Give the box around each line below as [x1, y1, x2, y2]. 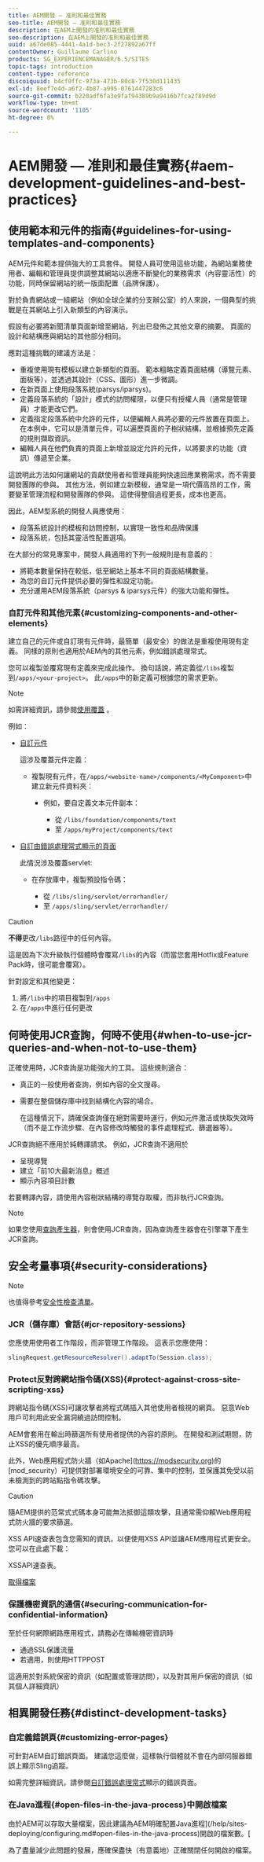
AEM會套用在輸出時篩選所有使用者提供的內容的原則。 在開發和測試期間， [8, 1430, 246, 1439]
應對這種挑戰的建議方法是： [8, 347, 98, 358]
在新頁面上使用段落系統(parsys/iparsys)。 [19, 384, 156, 394]
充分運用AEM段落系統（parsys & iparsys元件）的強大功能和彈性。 [19, 586, 233, 595]
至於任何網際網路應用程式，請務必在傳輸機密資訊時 [8, 1628, 174, 1637]
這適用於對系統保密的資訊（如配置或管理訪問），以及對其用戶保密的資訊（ [8, 1671, 246, 1680]
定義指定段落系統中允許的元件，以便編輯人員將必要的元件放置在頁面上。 [19, 413, 254, 423]
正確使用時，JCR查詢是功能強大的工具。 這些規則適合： [8, 1063, 189, 1072]
